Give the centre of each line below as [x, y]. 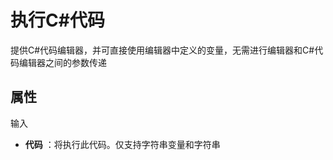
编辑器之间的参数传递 [62, 62]
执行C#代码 [57, 20]
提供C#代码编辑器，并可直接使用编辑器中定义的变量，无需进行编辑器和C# [162, 50]
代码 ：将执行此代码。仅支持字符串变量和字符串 [122, 144]
